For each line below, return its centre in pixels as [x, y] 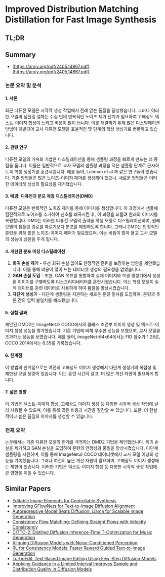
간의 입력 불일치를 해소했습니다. [48, 300]
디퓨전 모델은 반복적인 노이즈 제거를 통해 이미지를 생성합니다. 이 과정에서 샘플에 [82, 208]
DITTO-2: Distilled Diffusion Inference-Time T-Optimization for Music [82, 532]
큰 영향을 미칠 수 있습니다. [30, 473]
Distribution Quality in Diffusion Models [52, 569]
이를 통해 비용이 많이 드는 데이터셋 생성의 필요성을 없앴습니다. [82, 269]
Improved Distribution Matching [72, 9]
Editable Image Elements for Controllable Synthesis [64, 500]
